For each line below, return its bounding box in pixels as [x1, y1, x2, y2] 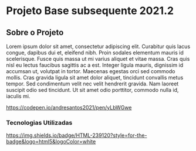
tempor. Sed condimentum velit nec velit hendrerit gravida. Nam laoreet [6, 80, 179, 87]
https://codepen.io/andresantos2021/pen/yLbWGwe [6, 104, 132, 111]
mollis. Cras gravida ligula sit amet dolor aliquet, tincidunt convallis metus [6, 74, 184, 81]
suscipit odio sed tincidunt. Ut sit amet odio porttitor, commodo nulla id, [6, 87, 179, 93]
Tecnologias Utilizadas [6, 118, 73, 126]
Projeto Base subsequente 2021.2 [6, 4, 174, 18]
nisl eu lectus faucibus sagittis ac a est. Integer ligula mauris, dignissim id [6, 61, 184, 68]
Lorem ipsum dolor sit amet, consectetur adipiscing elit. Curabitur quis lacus [6, 43, 191, 50]
